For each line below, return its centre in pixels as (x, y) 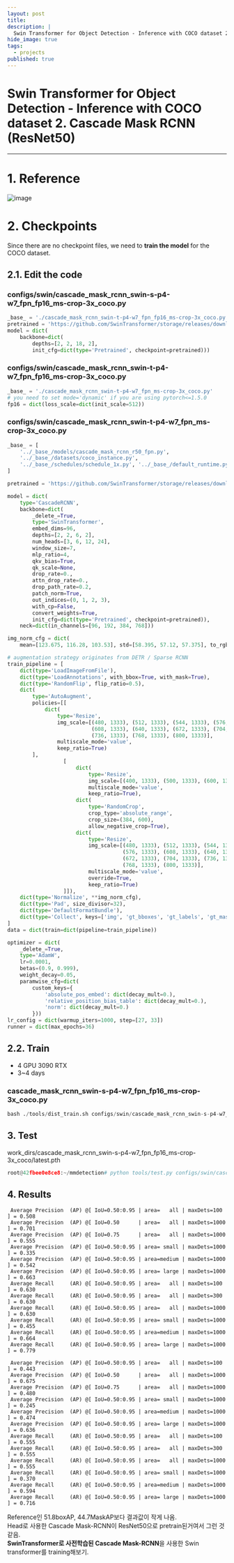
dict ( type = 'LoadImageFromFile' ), (68, 670)
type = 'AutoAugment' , (62, 697)
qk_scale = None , (54, 568)
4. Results (30, 1194)
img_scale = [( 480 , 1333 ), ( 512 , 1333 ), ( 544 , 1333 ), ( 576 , (143, 723)
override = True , (110, 878)
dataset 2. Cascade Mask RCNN (101, 123)
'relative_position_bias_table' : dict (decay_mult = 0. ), (126, 1001)
